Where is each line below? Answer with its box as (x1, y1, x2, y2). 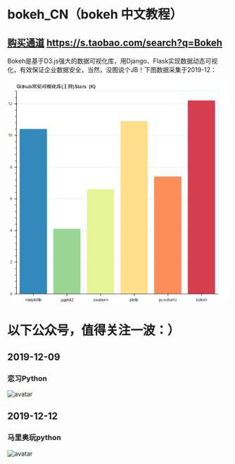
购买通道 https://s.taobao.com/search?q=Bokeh (7, 37, 223, 49)
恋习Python (7, 373, 47, 383)
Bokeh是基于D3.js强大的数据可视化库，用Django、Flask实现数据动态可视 (7, 57, 218, 65)
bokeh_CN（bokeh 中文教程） (7, 6, 183, 23)
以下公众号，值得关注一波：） (7, 322, 181, 338)
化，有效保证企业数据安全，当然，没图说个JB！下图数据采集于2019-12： (7, 66, 217, 74)
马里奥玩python (7, 433, 62, 443)
